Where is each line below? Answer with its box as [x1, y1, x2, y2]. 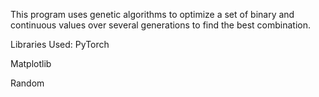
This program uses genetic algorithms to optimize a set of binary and [10, 9, 295, 20]
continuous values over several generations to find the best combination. [10, 19, 312, 31]
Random [10, 77, 45, 89]
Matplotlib [10, 58, 52, 69]
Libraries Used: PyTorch [10, 39, 110, 50]
